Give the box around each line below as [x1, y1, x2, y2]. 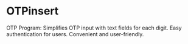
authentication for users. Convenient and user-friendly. [6, 30, 144, 37]
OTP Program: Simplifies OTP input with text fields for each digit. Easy [6, 24, 182, 31]
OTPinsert [6, 4, 59, 18]
